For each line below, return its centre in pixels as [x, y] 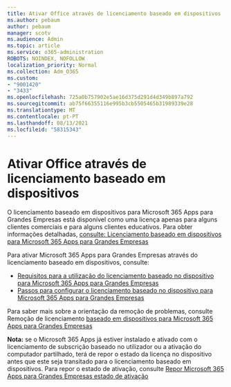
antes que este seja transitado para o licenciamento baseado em [99, 361]
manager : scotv [29, 33]
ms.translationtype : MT [41, 110]
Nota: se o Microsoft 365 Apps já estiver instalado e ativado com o [103, 339]
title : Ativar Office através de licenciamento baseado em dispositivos [114, 13]
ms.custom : [23, 78]
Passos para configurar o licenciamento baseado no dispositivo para [115, 291]
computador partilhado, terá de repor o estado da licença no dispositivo [110, 354]
